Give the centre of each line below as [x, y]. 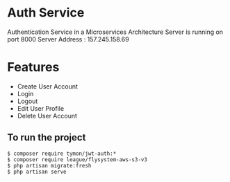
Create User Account [48, 86]
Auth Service [46, 13]
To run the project [47, 137]
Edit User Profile [41, 108]
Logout [27, 101]
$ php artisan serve [37, 172]
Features [33, 67]
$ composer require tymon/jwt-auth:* [62, 154]
